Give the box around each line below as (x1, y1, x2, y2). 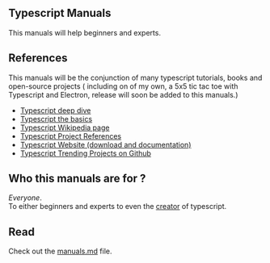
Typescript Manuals (8, 6, 112, 20)
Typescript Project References (19, 131, 122, 140)
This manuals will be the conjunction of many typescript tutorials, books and (8, 73, 263, 82)
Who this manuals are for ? (8, 172, 146, 186)
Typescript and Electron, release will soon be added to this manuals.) (8, 90, 238, 99)
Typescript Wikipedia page (19, 123, 110, 132)
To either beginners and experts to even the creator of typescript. (8, 202, 227, 211)
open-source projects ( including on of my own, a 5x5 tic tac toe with (8, 81, 238, 91)
